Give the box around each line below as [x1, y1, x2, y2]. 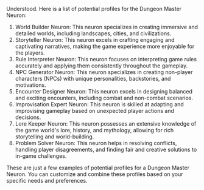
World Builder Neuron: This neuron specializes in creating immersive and [15, 24, 199, 30]
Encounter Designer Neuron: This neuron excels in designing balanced [15, 88, 193, 95]
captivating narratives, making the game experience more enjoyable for [15, 42, 195, 50]
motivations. [15, 81, 47, 89]
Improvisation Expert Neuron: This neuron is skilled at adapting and [15, 101, 184, 108]
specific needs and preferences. [6, 177, 88, 184]
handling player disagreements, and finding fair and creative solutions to [15, 146, 197, 153]
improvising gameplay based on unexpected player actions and [15, 107, 175, 114]
